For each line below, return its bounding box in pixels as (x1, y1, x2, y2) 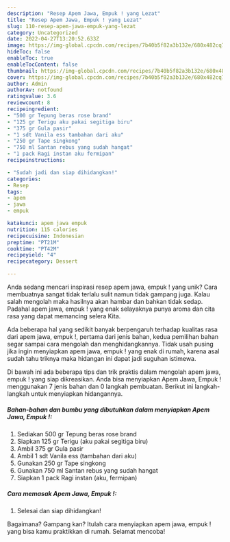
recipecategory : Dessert (7, 258, 78, 265)
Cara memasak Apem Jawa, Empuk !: (7, 489, 117, 497)
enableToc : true (7, 55, 53, 62)
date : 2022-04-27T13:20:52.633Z (7, 36, 99, 43)
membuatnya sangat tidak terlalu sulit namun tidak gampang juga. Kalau (7, 290, 210, 298)
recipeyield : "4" (7, 252, 57, 259)
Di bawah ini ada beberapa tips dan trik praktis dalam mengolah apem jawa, (7, 368, 221, 376)
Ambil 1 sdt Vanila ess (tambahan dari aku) (16, 451, 137, 460)
